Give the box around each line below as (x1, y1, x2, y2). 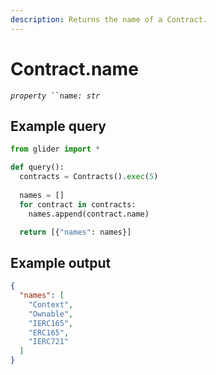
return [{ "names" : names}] (19, 227, 132, 237)
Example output (10, 254, 112, 271)
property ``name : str (10, 91, 101, 101)
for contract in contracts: (19, 199, 137, 210)
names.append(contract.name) (28, 209, 150, 219)
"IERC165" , (28, 318, 74, 328)
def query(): (10, 162, 65, 173)
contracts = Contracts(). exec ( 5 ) (19, 172, 159, 182)
